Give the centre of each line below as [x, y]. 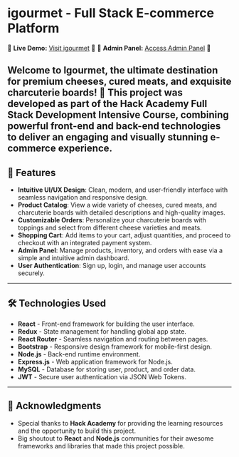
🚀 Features [32, 173]
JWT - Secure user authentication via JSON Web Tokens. [102, 376]
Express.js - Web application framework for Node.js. [95, 361]
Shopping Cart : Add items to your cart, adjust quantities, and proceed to [124, 235]
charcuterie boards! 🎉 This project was [95, 93]
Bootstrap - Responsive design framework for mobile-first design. [115, 346]
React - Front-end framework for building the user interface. [106, 324]
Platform [33, 28]
